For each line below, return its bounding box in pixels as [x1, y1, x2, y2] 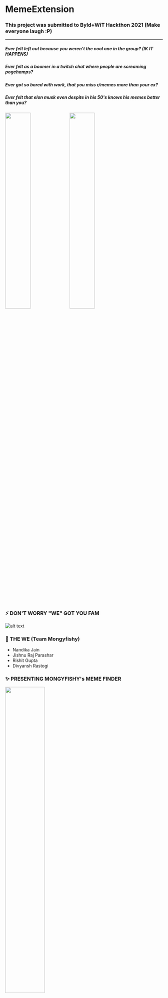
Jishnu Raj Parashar [12, 652, 54, 658]
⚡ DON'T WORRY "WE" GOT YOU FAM [5, 609, 100, 616]
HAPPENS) [5, 51, 28, 57]
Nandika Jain [12, 647, 40, 653]
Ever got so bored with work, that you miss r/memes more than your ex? [5, 81, 158, 87]
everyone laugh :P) [5, 28, 52, 35]
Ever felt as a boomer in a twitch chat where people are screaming [5, 64, 146, 70]
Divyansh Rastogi [12, 663, 48, 669]
